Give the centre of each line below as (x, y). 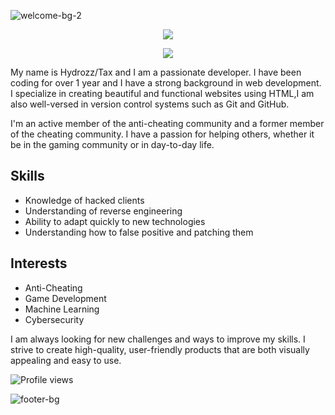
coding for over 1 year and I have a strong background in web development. (166, 83)
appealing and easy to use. (66, 360)
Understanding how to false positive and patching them (139, 232)
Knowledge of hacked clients (84, 200)
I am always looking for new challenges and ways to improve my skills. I (158, 339)
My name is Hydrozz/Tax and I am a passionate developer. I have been (156, 72)
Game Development (65, 298)
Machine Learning (62, 309)
